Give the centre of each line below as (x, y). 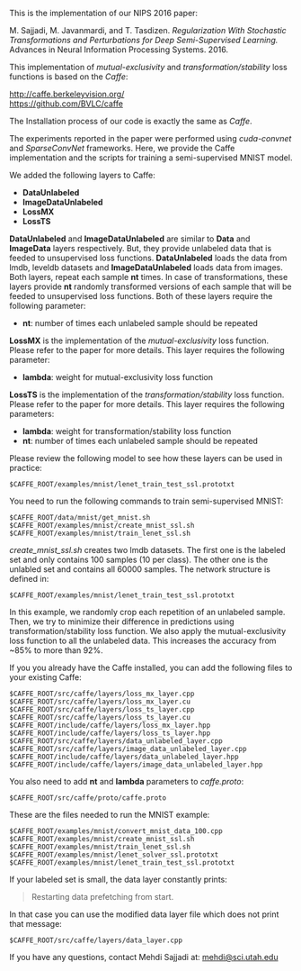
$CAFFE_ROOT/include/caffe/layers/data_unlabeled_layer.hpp (124, 757)
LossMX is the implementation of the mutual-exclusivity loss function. (139, 340)
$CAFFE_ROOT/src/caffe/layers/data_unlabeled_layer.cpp (116, 741)
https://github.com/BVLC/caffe (66, 104)
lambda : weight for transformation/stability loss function (127, 431)
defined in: (29, 579)
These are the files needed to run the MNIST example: (110, 815)
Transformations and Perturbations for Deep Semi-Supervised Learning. (144, 40)
